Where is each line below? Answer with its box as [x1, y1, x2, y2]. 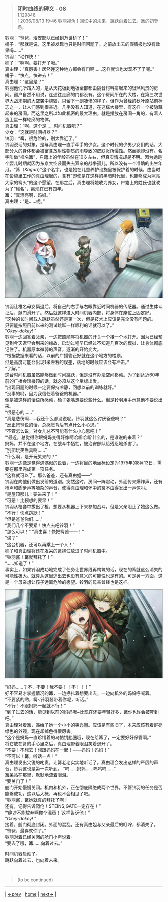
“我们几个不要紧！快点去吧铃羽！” [5, 522, 75, 528]
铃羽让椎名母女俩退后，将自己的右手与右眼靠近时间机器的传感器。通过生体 [5, 303, 158, 309]
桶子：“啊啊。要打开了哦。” [5, 60, 60, 66]
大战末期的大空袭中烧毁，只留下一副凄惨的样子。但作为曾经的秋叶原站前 [9, 98, 158, 104]
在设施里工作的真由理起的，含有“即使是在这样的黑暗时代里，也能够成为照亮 [5, 173, 161, 179]
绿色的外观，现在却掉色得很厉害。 [5, 728, 75, 734]
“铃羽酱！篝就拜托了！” [5, 554, 53, 560]
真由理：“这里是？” [5, 79, 44, 84]
